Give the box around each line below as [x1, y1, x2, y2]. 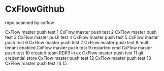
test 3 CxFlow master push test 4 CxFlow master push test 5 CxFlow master [5, 34, 159, 40]
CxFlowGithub [5, 3, 65, 15]
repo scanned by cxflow [5, 20, 54, 25]
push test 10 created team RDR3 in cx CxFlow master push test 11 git [5, 50, 144, 56]
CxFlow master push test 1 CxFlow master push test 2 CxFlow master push [5, 29, 157, 35]
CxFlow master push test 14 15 [5, 60, 67, 66]
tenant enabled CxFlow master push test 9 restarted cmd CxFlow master [5, 45, 153, 50]
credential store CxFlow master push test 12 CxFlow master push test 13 [5, 55, 151, 61]
